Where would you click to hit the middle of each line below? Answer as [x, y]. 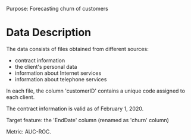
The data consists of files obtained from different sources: [77, 49]
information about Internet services [58, 73]
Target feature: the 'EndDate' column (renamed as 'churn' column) [88, 120]
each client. [21, 97]
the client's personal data [46, 66]
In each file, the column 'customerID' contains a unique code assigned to [96, 91]
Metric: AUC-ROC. [29, 131]
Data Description [49, 33]
